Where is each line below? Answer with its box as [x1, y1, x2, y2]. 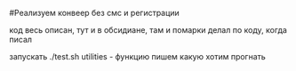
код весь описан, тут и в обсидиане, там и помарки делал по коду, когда [9, 25, 287, 35]
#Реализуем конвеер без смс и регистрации [9, 8, 180, 18]
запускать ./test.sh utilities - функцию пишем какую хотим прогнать [9, 51, 267, 61]
